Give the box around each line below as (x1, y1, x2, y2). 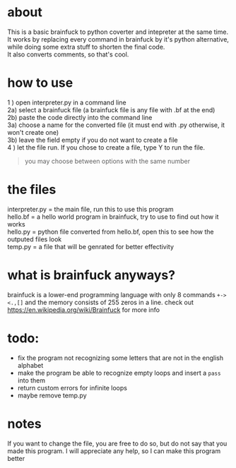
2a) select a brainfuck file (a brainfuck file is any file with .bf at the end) (7, 105, 216, 114)
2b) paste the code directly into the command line (7, 113, 153, 121)
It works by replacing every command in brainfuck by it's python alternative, (7, 35, 230, 43)
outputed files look (7, 234, 62, 244)
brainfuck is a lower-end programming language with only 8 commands (7, 290, 216, 299)
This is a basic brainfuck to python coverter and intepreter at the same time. (7, 28, 228, 36)
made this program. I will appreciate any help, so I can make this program (7, 446, 221, 455)
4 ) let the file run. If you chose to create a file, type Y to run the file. (7, 143, 206, 152)
